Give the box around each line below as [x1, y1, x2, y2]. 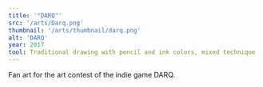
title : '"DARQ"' [8, 11, 62, 20]
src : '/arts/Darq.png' [8, 19, 84, 27]
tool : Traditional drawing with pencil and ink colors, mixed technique [8, 48, 256, 56]
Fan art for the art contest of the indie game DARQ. [8, 70, 176, 79]
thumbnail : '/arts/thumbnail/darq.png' [8, 26, 141, 34]
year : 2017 [8, 41, 45, 49]
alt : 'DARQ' [8, 33, 48, 42]
